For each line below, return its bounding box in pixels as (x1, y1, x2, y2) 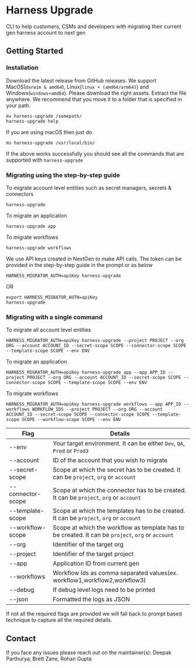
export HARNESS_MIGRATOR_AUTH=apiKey (6, 294, 98, 300)
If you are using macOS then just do (6, 128, 92, 135)
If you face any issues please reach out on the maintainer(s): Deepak (6, 649, 172, 656)
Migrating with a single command (6, 313, 103, 321)
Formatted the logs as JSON (52, 595, 130, 604)
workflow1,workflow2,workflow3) (52, 576, 146, 584)
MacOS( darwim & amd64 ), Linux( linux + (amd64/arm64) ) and (6, 83, 149, 90)
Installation (6, 64, 39, 72)
